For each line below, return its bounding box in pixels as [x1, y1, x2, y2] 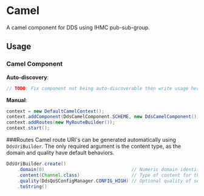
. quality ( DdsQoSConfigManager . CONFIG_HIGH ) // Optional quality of [17, 178, 191, 184]
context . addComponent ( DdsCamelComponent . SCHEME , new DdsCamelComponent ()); [6, 114, 202, 120]
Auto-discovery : [6, 74, 49, 81]
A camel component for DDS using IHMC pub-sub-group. [6, 24, 150, 31]
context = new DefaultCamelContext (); [6, 108, 104, 114]
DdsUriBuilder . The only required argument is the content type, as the [6, 142, 181, 150]
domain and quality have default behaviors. [6, 149, 115, 156]
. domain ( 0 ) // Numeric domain [17, 166, 178, 172]
